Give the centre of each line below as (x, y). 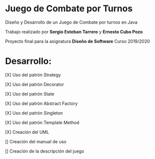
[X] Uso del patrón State (30, 94)
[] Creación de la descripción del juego (45, 151)
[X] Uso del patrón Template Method (42, 122)
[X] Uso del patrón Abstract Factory (41, 103)
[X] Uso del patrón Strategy (33, 75)
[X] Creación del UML (27, 132)
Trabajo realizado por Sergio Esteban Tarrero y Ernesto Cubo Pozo (74, 32)
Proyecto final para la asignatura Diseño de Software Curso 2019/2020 (77, 41)
